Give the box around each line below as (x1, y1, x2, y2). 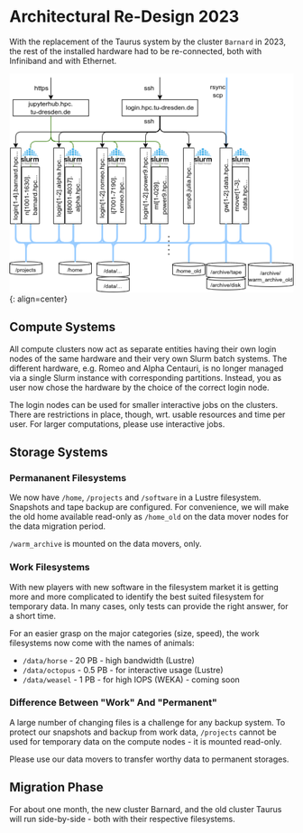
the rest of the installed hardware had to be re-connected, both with (9, 45, 262, 56)
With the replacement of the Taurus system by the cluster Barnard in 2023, (9, 36, 287, 47)
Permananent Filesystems (9, 471, 127, 484)
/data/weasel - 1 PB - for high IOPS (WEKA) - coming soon (22, 674, 241, 685)
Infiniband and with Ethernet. (9, 55, 117, 66)
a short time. (9, 610, 57, 621)
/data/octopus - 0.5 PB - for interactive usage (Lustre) (22, 664, 224, 675)
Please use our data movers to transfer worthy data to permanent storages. (9, 754, 289, 764)
